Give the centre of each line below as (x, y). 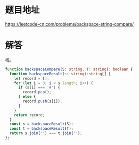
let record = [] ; (32, 78)
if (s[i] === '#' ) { (39, 87)
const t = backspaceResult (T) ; (42, 129)
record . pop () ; (37, 92)
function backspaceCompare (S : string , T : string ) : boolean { (69, 69)
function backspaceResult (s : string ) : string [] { (60, 74)
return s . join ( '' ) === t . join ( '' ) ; (46, 133)
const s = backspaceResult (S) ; (42, 124)
